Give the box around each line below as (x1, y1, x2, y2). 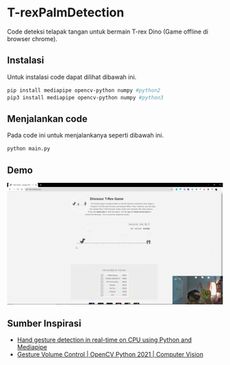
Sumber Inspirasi (7, 317, 81, 329)
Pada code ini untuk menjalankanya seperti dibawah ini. (7, 131, 164, 140)
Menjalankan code (7, 113, 88, 125)
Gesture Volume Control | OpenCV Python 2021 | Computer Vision (16, 351, 204, 359)
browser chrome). (7, 34, 58, 42)
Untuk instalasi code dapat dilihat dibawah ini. (7, 73, 137, 81)
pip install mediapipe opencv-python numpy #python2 (7, 87, 161, 94)
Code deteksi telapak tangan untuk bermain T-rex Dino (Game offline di (7, 27, 209, 36)
